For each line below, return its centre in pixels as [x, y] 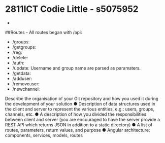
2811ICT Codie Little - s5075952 [72, 9]
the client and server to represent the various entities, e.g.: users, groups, [80, 109]
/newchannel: [26, 89]
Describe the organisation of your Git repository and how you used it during [82, 98]
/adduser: [22, 78]
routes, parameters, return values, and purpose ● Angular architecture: [78, 130]
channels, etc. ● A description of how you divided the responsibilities [76, 114]
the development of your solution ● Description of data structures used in [80, 104]
